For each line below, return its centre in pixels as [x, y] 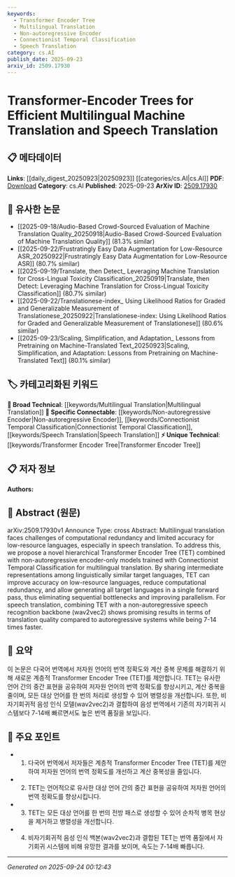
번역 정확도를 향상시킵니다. [64, 796]
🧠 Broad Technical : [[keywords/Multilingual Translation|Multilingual [104, 405]
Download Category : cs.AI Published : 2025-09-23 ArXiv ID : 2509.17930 [113, 186]
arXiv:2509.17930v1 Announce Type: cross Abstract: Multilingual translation [116, 530]
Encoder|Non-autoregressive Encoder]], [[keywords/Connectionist [104, 420]
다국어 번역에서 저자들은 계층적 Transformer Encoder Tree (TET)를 [121, 762]
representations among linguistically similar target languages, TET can [108, 574]
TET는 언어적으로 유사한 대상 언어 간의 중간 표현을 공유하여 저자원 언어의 [127, 787]
